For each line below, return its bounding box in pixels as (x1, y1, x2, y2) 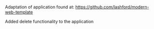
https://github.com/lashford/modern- (75, 4, 149, 10)
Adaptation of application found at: (5, 4, 75, 10)
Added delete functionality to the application (5, 19, 94, 24)
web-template (5, 9, 33, 15)
